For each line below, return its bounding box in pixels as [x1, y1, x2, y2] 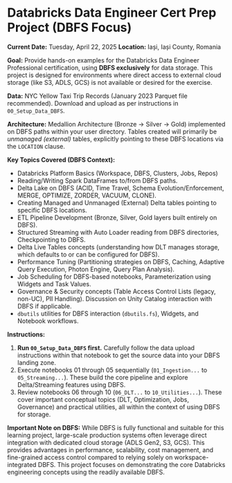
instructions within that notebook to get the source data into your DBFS [17, 351, 220, 359]
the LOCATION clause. [7, 142, 66, 150]
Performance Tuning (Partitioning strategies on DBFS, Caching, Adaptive [17, 257, 225, 265]
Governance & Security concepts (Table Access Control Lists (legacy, [17, 287, 216, 295]
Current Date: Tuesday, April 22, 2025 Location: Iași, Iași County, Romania [7, 42, 222, 51]
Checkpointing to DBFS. [17, 235, 86, 244]
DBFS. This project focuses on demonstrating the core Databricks [37, 460, 226, 468]
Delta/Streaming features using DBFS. [17, 380, 126, 388]
